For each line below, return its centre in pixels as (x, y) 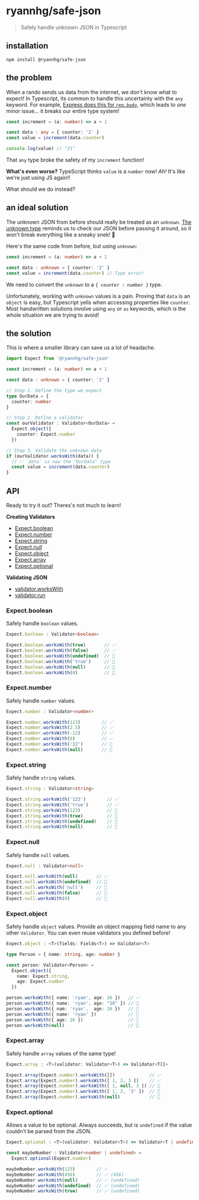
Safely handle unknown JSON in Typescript (74, 27)
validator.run (30, 595)
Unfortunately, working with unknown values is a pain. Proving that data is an (98, 296)
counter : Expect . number (46, 434)
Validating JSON (27, 577)
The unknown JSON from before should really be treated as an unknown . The (99, 222)
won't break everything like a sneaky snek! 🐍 (61, 235)
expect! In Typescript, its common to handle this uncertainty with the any (95, 98)
